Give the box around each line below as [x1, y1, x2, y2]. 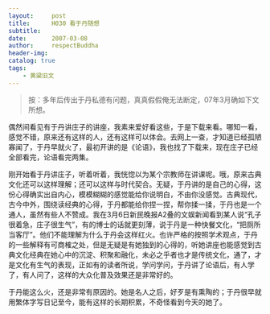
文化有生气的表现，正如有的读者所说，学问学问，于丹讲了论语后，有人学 [14, 259, 255, 270]
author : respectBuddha [8, 42, 99, 50]
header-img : [8, 49, 48, 57]
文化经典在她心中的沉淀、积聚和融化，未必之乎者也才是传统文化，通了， [14, 250, 255, 259]
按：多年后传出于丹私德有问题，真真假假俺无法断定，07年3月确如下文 [27, 94, 260, 105]
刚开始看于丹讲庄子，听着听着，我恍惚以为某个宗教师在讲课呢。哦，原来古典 [8, 169, 262, 179]
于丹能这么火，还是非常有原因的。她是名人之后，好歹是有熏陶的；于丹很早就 [8, 287, 262, 296]
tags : [8, 64, 27, 72]
